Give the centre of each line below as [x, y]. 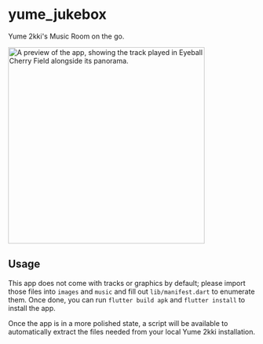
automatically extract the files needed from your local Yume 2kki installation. [132, 331]
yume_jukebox [58, 15]
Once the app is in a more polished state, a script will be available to [118, 323]
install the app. [32, 308]
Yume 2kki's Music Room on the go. [66, 36]
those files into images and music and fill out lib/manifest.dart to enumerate [131, 291]
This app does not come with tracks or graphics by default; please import [127, 283]
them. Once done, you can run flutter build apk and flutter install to [127, 299]
